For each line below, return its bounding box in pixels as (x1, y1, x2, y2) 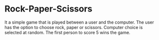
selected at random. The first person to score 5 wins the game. (4, 29, 130, 35)
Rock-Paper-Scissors (4, 3, 93, 14)
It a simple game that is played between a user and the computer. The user (4, 19, 154, 25)
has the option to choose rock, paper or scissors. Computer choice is (4, 24, 143, 30)
